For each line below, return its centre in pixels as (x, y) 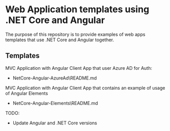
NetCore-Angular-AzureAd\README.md (55, 78)
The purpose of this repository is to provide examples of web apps (75, 34)
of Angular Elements (27, 93)
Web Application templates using (77, 9)
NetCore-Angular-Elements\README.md (55, 103)
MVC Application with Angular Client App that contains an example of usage (85, 88)
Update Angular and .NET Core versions (55, 123)
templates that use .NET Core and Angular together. (60, 40)
